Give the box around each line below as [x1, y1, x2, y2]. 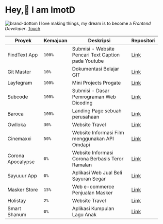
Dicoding [72, 99, 93, 106]
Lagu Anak [72, 211, 97, 218]
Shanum [7, 211, 27, 218]
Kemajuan [43, 37, 68, 44]
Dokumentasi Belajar [72, 65, 119, 72]
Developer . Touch [5, 25, 41, 31]
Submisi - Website [72, 45, 115, 52]
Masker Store [7, 186, 38, 193]
